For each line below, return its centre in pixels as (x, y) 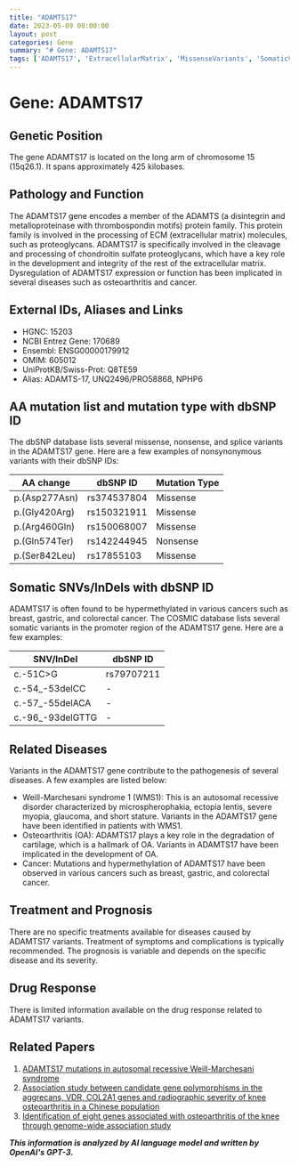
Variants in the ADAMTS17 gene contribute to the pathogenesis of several (144, 771)
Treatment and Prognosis (81, 910)
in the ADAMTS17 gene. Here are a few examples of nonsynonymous (136, 451)
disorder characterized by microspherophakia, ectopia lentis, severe (147, 807)
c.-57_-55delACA (53, 703)
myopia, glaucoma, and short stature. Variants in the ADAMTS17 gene (149, 816)
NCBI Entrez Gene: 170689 (71, 341)
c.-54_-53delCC (50, 689)
